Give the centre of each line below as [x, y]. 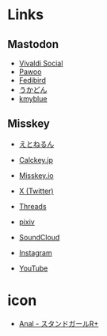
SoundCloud [39, 237]
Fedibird [32, 80]
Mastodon [33, 44]
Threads [32, 206]
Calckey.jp [36, 160]
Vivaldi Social [41, 63]
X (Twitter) [36, 191]
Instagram [35, 252]
